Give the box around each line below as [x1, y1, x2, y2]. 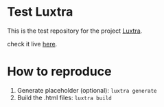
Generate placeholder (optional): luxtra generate [16, 86, 157, 94]
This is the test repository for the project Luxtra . [7, 27, 143, 35]
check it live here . [7, 40, 58, 48]
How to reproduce [7, 64, 112, 79]
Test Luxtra [7, 4, 73, 20]
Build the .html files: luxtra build [16, 93, 112, 102]
